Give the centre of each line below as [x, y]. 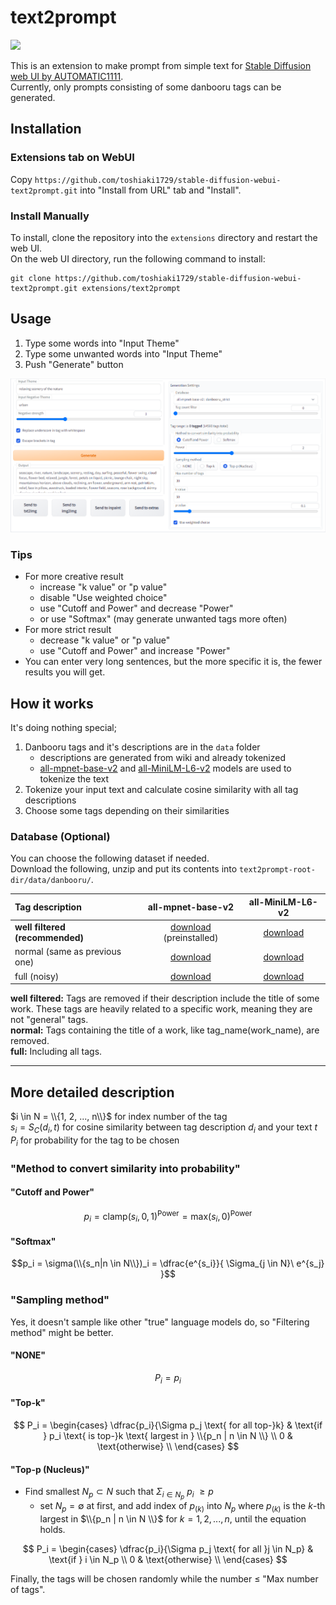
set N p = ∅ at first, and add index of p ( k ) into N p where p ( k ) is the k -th [182, 1507]
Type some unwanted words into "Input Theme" [123, 353]
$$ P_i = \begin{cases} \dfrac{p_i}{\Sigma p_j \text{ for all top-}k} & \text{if [168, 1425]
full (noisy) [37, 976]
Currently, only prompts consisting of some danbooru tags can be [146, 87]
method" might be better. [62, 1332]
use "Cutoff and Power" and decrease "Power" [136, 608]
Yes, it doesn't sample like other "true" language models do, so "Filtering [160, 1322]
